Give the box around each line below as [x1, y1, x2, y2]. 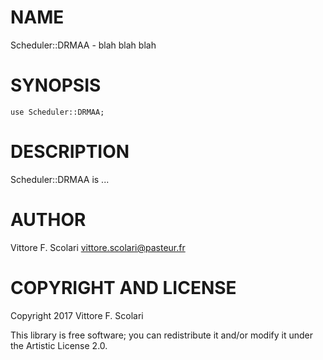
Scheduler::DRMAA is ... [10, 173, 110, 185]
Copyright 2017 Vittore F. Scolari [10, 309, 144, 321]
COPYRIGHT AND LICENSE [10, 276, 237, 299]
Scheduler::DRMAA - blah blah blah [10, 39, 157, 51]
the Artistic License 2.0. [10, 339, 108, 351]
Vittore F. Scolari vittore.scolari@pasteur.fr [10, 241, 186, 253]
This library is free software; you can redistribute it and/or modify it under [10, 329, 314, 341]
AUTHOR [10, 209, 87, 231]
